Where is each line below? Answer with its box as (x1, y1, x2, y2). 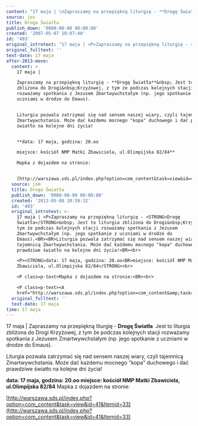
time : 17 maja (6, 306, 41, 313)
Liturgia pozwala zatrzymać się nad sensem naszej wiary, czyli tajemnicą (6, 353, 184, 360)
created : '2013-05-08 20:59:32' (11, 198, 91, 204)
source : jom (11, 181, 41, 187)
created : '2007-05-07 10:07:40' (6, 31, 85, 37)
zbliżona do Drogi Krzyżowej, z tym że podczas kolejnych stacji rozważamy (6, 329, 190, 336)
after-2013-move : (6, 58, 49, 64)
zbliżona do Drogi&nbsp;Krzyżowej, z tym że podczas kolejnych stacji (16, 85, 194, 91)
